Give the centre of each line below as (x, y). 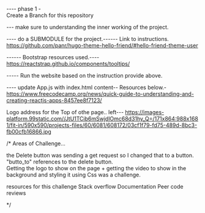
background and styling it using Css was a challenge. (73, 175)
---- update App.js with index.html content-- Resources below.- (87, 87)
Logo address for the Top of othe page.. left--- (65, 112)
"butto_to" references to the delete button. (60, 162)
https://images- (144, 112)
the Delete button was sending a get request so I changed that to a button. (100, 155)
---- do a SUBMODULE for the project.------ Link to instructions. (88, 39)
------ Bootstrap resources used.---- (53, 57)
